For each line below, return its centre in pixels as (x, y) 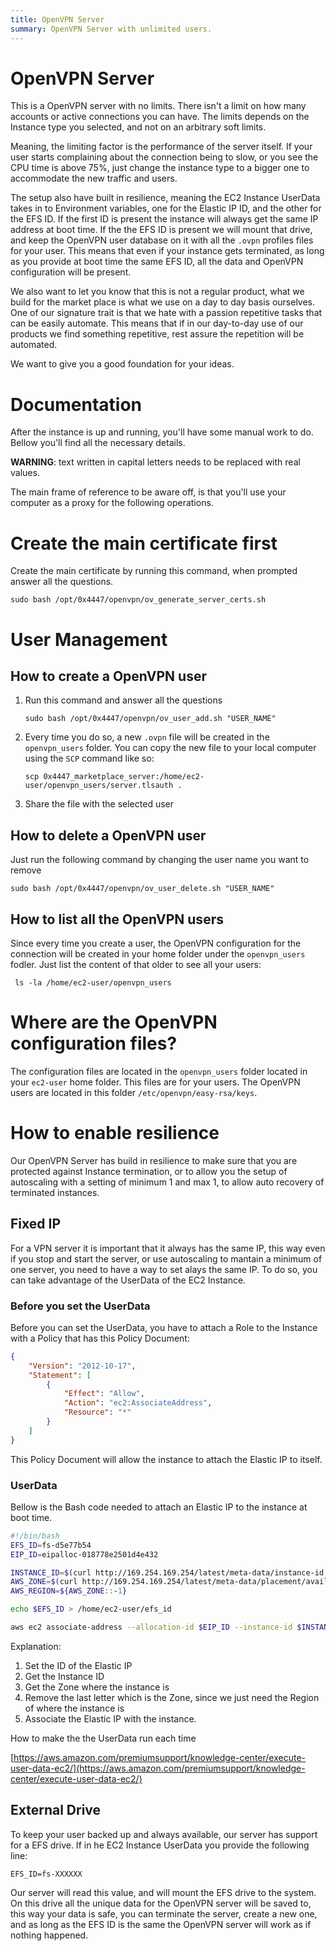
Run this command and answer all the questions (123, 700)
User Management (89, 639)
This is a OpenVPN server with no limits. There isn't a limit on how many (158, 106)
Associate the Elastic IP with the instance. (110, 1718)
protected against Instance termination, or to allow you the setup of (149, 1171)
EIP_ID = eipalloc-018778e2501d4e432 (84, 1554)
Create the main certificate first (144, 543)
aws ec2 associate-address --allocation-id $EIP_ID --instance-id (151, 1627)
